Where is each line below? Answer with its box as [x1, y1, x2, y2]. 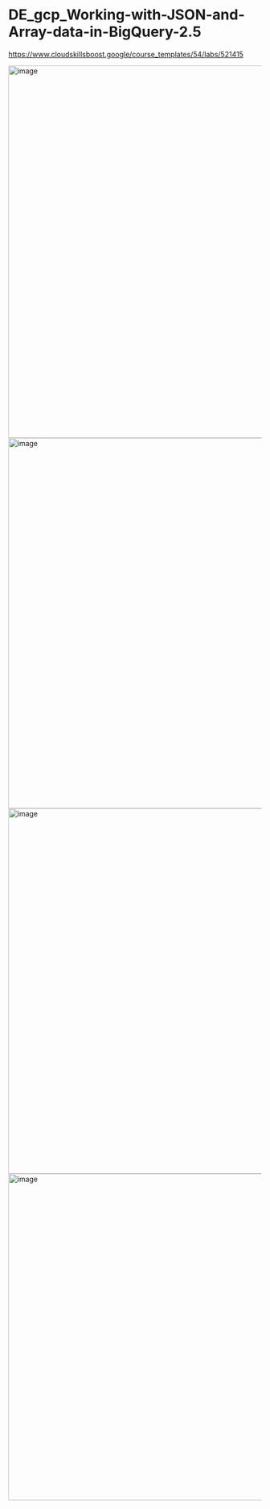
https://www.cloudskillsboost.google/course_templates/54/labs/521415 [8, 49, 243, 59]
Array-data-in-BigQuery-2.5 [8, 23, 202, 41]
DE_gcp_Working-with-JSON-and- [8, 6, 245, 24]
